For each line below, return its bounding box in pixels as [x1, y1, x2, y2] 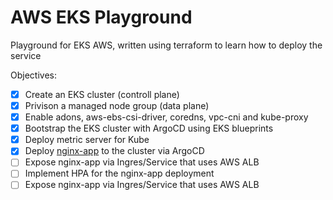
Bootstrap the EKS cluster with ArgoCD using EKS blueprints [24, 122, 274, 135]
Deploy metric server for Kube [24, 134, 150, 146]
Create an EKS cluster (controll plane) [24, 88, 180, 100]
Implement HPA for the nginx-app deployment [24, 167, 215, 180]
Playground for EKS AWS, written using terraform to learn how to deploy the [10, 39, 323, 51]
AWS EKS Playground [10, 6, 193, 29]
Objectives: [10, 69, 57, 81]
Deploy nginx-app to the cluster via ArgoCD [24, 145, 205, 157]
